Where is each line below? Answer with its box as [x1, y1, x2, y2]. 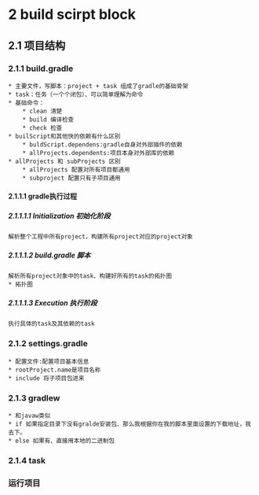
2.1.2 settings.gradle [8, 338, 89, 349]
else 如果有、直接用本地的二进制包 [15, 437, 115, 445]
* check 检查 [22, 124, 63, 131]
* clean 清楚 [22, 107, 63, 115]
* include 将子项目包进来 [8, 374, 85, 382]
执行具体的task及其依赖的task [8, 320, 96, 328]
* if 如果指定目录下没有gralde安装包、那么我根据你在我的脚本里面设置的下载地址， [8, 419, 246, 428]
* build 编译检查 [22, 116, 75, 124]
